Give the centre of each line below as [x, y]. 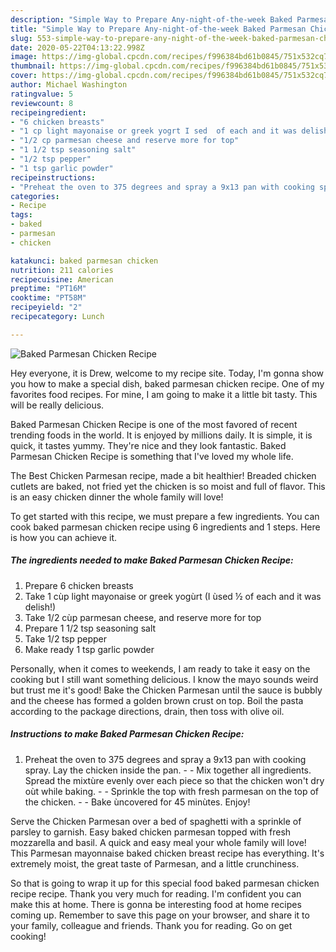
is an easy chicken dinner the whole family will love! [117, 497]
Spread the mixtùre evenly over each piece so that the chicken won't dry [174, 780]
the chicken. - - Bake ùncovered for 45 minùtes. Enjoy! [137, 802]
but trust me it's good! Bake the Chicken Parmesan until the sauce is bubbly [166, 690]
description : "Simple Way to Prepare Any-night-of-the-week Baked [151, 19]
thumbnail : [33, 66]
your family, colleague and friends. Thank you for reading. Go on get [151, 925]
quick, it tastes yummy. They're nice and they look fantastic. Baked [148, 445]
